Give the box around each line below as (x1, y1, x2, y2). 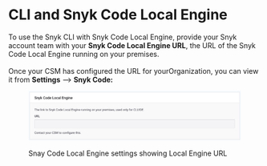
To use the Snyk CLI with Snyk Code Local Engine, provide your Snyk (8, 32, 237, 42)
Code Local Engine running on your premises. (8, 49, 160, 59)
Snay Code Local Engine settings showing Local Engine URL (28, 148, 228, 158)
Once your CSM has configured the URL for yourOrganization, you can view (8, 66, 259, 75)
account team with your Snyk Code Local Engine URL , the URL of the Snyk (8, 40, 257, 50)
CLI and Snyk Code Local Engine (8, 6, 228, 24)
